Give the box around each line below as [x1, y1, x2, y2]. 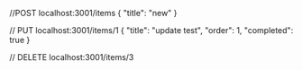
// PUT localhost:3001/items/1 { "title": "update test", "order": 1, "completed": [9, 25, 294, 35]
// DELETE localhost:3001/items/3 [9, 52, 134, 62]
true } [9, 35, 31, 45]
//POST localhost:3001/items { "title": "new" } [9, 8, 178, 18]
